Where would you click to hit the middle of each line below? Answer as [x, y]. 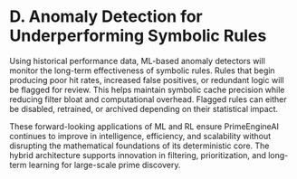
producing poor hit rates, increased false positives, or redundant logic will [147, 80]
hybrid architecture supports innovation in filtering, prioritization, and [138, 155]
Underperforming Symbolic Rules [138, 36]
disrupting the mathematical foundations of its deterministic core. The [139, 146]
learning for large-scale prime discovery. [105, 165]
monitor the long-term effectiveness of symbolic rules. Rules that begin [142, 71]
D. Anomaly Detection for [106, 17]
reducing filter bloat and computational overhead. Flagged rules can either [148, 99]
